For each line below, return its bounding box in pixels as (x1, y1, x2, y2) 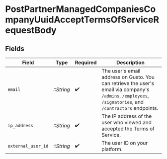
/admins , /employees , (101, 92, 149, 99)
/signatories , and (101, 98, 144, 105)
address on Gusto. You (101, 74, 155, 80)
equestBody (5, 25, 57, 36)
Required (75, 59, 97, 66)
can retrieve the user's (101, 80, 154, 86)
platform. (101, 146, 123, 153)
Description (116, 59, 145, 66)
